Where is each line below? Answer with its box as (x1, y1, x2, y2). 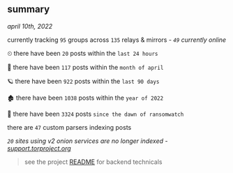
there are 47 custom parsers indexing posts (7, 123, 132, 131)
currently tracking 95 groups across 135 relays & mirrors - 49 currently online (7, 36, 227, 44)
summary (7, 3, 50, 15)
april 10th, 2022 (7, 22, 53, 30)
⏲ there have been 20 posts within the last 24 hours (7, 49, 158, 57)
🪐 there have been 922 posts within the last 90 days (7, 77, 160, 85)
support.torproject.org (7, 144, 71, 152)
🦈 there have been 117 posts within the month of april (7, 63, 164, 71)
